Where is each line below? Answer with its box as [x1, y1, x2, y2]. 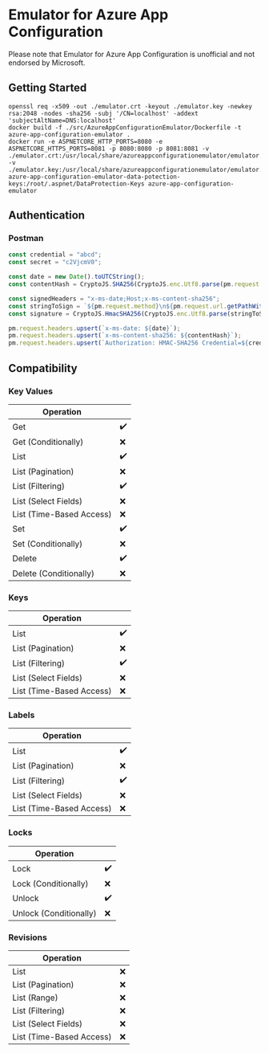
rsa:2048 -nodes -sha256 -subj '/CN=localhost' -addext [8, 109, 199, 117]
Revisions [8, 932, 48, 943]
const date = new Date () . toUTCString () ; [8, 273, 146, 281]
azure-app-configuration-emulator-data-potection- [8, 173, 181, 181]
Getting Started [8, 81, 87, 95]
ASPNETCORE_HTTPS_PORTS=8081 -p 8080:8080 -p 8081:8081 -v [8, 145, 210, 153]
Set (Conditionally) [12, 538, 82, 549]
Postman [8, 233, 44, 244]
